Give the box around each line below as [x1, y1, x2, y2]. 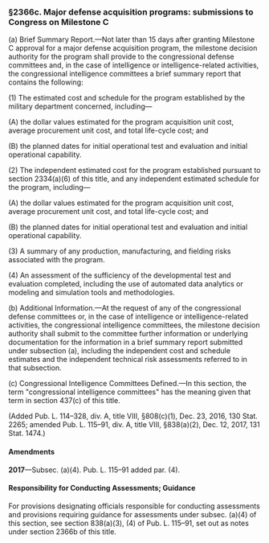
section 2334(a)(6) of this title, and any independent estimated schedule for [8, 174, 259, 183]
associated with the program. [8, 255, 106, 265]
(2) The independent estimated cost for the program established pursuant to [8, 166, 261, 175]
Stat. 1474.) [8, 429, 46, 438]
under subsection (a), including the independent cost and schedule [8, 346, 231, 356]
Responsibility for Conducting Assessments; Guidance [8, 483, 196, 493]
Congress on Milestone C [8, 16, 109, 27]
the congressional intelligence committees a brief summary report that [8, 69, 242, 79]
